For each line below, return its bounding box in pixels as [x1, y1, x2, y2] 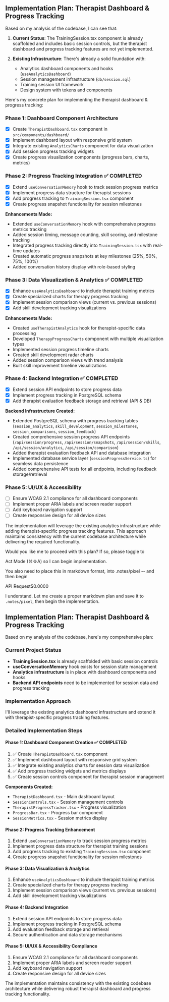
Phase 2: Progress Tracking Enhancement [5, 826, 95, 832]
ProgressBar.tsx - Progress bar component [12, 810, 103, 816]
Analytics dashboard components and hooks [20, 65, 114, 71]
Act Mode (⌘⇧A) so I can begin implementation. [5, 558, 107, 564]
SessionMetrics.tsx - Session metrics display [12, 815, 107, 821]
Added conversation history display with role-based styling [12, 263, 136, 269]
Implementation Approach [5, 697, 71, 704]
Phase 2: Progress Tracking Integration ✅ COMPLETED [5, 173, 142, 180]
